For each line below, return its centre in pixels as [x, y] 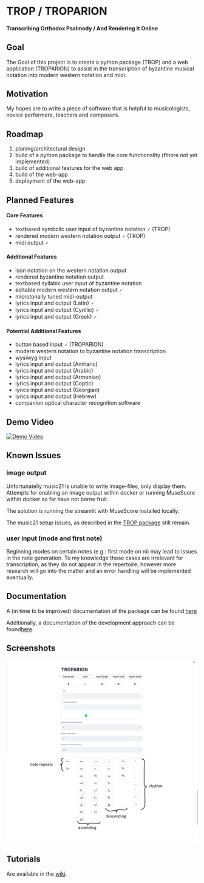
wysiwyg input [33, 358]
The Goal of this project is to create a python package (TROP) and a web [97, 62]
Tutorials [23, 859]
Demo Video [30, 422]
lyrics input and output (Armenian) [58, 377]
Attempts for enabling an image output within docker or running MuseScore [101, 492]
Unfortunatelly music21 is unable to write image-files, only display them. [97, 486]
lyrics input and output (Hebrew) [56, 396]
